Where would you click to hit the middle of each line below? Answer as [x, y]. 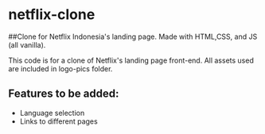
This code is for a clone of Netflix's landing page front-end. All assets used [131, 60]
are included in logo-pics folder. [60, 68]
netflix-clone [52, 15]
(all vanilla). [27, 44]
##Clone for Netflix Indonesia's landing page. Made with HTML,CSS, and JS [133, 36]
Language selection [52, 113]
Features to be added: [64, 94]
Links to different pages [58, 121]
